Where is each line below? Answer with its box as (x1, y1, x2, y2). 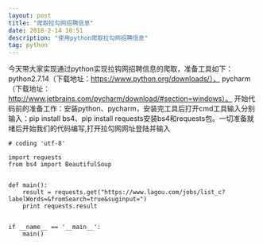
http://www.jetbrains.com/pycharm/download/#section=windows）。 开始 (8, 94, 249, 103)
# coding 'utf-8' (8, 140, 66, 148)
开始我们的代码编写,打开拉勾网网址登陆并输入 (21, 124, 171, 134)
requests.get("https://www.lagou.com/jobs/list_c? (54, 189, 226, 196)
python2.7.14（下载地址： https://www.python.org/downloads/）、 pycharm (8, 74, 251, 84)
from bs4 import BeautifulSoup (8, 161, 112, 169)
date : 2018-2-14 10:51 (8, 26, 83, 34)
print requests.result (22, 202, 98, 211)
